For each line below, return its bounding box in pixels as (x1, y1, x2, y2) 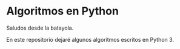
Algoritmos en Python (6, 4, 119, 18)
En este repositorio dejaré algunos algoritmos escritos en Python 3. (6, 36, 175, 43)
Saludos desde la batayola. (6, 24, 74, 31)
